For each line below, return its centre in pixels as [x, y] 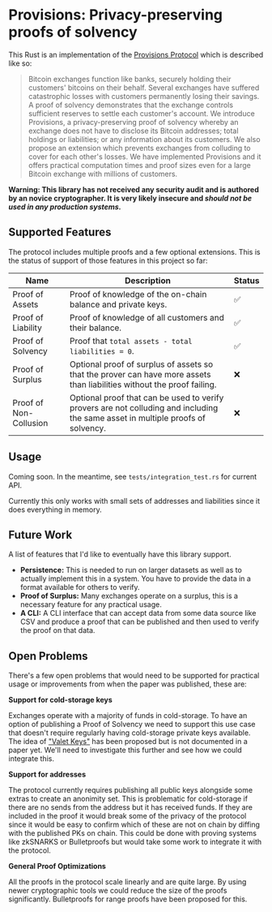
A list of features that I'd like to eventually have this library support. [120, 554]
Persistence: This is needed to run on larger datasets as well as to [131, 570]
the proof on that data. [57, 630]
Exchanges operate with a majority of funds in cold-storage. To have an [128, 716]
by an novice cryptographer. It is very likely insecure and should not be [130, 198]
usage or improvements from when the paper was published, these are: [127, 684]
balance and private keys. [118, 304]
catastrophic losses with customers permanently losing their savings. [144, 96]
